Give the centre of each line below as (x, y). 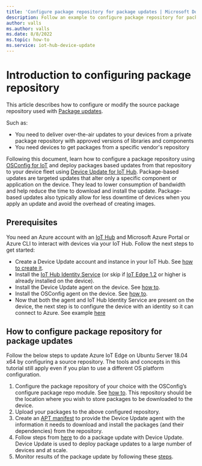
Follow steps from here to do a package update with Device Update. (99, 438)
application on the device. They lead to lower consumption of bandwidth (96, 184)
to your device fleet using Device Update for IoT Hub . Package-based (93, 172)
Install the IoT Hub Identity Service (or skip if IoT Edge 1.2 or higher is (100, 274)
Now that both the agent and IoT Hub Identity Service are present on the (104, 300)
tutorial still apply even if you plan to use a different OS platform (85, 368)
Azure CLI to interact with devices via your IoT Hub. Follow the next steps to (100, 243)
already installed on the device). (55, 281)
